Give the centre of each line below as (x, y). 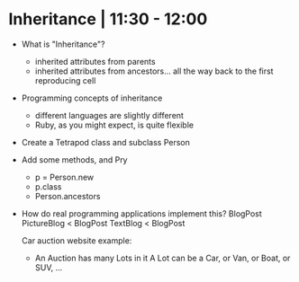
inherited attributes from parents (95, 61)
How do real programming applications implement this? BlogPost (141, 213)
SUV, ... (49, 267)
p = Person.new (64, 177)
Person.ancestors (68, 196)
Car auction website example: (77, 240)
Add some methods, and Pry (74, 159)
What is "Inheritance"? (63, 44)
